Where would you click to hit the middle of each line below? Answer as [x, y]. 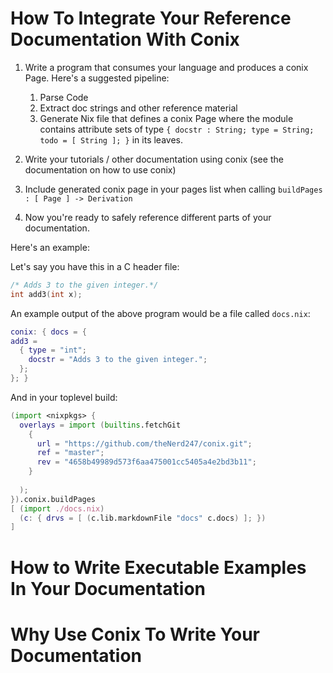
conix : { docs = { [48, 332]
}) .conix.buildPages [53, 499]
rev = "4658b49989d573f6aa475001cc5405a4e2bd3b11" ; [146, 462]
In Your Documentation [108, 588]
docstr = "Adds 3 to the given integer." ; [118, 360]
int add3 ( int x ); [46, 294]
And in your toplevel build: [64, 397]
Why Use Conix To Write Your [135, 634]
